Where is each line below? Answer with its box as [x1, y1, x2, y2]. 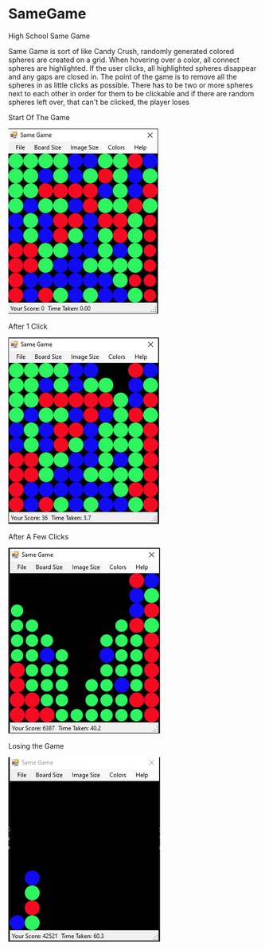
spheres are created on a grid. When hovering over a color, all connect [8, 55, 240, 64]
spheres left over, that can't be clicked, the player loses [8, 97, 189, 107]
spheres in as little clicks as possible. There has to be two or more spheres [8, 80, 253, 90]
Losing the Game [8, 741, 64, 750]
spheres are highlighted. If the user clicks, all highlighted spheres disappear [8, 63, 257, 72]
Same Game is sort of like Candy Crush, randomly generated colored [8, 46, 235, 56]
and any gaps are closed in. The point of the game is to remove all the [8, 72, 237, 81]
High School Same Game [8, 31, 90, 41]
